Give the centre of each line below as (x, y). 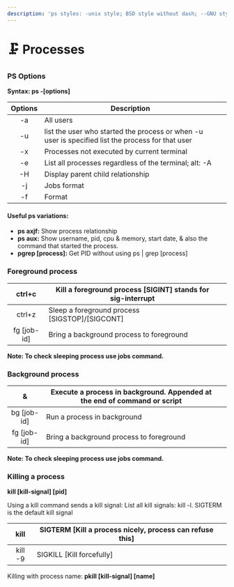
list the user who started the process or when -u (124, 132)
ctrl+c (26, 293)
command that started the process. (68, 246)
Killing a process (36, 476)
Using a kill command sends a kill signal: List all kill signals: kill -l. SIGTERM (115, 505)
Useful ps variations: (38, 215)
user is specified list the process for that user (118, 140)
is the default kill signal (40, 512)
